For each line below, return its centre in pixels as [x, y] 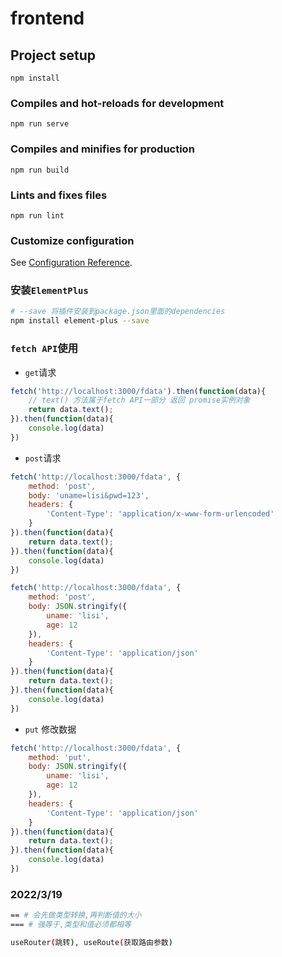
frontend [47, 18]
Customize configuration [72, 240]
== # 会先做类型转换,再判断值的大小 [76, 915]
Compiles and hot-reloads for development [117, 103]
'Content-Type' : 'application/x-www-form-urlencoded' [160, 514]
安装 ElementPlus [49, 290]
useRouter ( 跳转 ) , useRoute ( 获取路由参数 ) [91, 942]
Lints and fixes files [59, 195]
